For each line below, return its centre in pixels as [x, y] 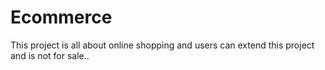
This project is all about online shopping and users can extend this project [162, 45]
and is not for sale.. [50, 55]
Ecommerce [61, 17]
